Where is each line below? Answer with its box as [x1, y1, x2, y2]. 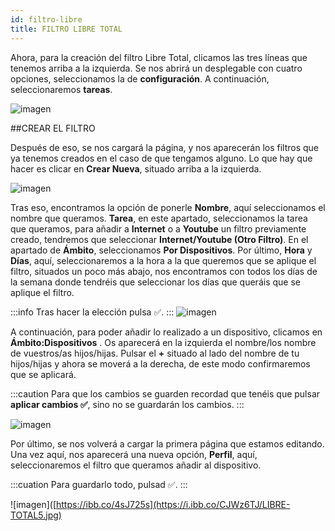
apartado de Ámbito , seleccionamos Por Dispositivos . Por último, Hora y [10, 244, 313, 256]
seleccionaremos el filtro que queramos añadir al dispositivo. [10, 459, 262, 471]
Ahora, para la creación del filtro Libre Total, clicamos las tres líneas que [10, 51, 308, 63]
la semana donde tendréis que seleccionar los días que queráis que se [10, 276, 301, 288]
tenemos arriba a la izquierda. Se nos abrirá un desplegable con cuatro [10, 62, 303, 74]
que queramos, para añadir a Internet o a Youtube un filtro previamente [10, 222, 307, 235]
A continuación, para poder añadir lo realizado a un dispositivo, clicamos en [10, 326, 323, 338]
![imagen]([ [10, 498, 57, 510]
